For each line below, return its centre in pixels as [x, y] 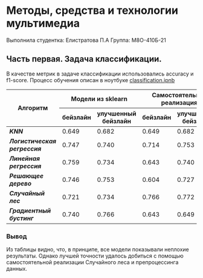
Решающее [27, 176]
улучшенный [117, 114]
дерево [21, 183]
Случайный [27, 193]
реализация [179, 102]
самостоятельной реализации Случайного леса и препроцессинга [92, 262]
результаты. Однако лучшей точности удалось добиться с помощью [95, 256]
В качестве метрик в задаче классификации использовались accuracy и [100, 74]
